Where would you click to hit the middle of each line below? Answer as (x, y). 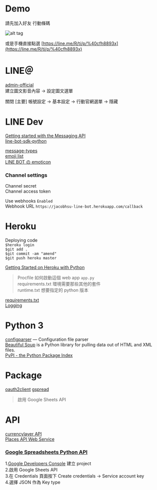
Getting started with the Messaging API (45, 136)
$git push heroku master (31, 258)
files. (10, 350)
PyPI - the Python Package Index (39, 355)
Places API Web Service (30, 439)
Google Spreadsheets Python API (46, 452)
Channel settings (26, 175)
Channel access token (28, 191)
